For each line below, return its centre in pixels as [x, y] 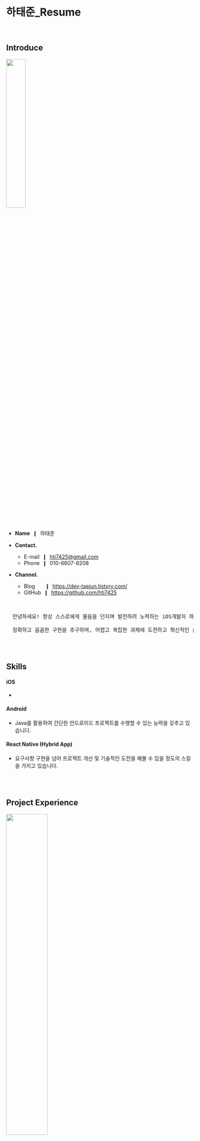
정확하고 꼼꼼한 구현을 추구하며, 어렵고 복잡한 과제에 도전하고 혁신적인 [101, 630]
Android [16, 709]
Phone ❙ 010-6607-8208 [56, 563]
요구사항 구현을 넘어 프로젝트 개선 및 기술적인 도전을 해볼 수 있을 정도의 [97, 758]
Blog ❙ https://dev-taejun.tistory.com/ [76, 586]
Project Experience [42, 803]
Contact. [26, 545]
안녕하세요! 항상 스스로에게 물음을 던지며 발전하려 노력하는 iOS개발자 [99, 616]
